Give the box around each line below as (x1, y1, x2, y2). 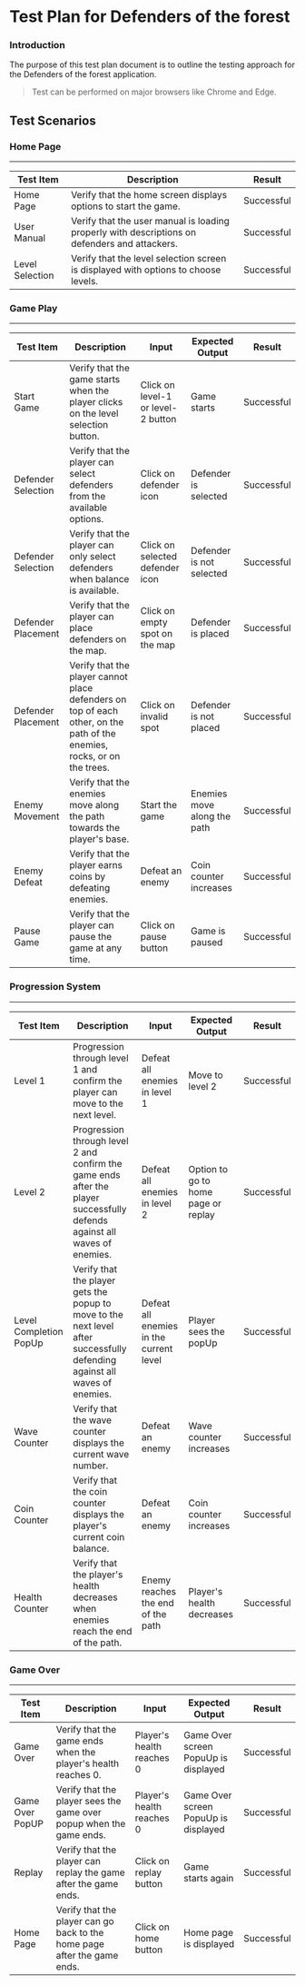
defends (72, 1214, 109, 1227)
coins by (69, 870, 106, 883)
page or (188, 1197, 222, 1210)
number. (72, 1459, 109, 1472)
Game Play (9, 302, 58, 315)
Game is (190, 924, 226, 937)
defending (72, 1353, 116, 1366)
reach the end (72, 1625, 133, 1637)
